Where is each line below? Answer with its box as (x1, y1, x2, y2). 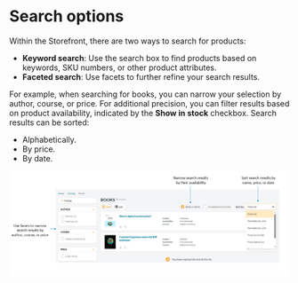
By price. (21, 144, 56, 154)
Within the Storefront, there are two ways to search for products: (9, 35, 246, 46)
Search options (9, 6, 125, 27)
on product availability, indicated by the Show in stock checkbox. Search (9, 107, 278, 118)
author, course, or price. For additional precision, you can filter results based (9, 98, 290, 108)
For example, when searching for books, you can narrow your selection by (9, 89, 282, 99)
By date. (21, 153, 53, 163)
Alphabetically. (21, 134, 77, 145)
